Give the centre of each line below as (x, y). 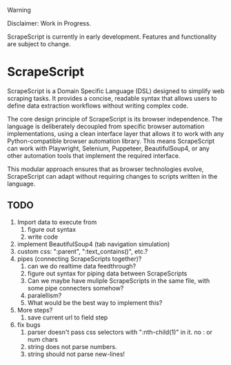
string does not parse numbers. (72, 346)
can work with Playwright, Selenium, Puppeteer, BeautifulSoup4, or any (109, 148)
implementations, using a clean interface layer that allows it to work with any (115, 133)
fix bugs (29, 324)
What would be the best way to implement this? (95, 302)
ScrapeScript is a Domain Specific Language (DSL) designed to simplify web (116, 91)
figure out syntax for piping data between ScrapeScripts (107, 273)
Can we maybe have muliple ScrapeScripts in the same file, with (119, 280)
